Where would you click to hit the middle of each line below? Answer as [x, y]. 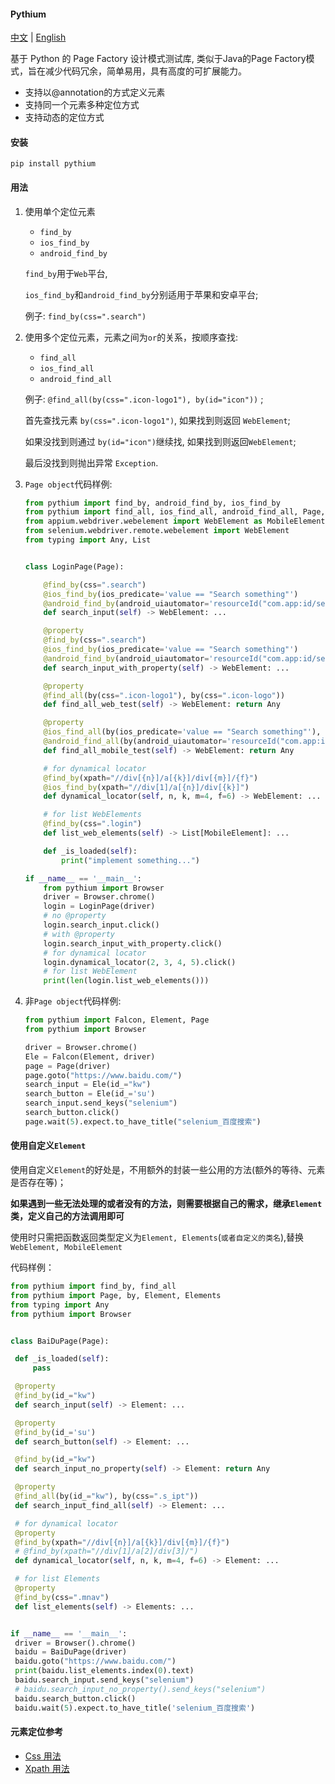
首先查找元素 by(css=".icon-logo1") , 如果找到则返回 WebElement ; [157, 420]
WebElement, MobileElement [66, 1248]
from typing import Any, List [88, 540]
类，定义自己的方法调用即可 [67, 1216]
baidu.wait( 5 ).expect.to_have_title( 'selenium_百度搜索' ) [135, 1708]
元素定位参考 [36, 1732]
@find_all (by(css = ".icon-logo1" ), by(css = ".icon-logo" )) [164, 695]
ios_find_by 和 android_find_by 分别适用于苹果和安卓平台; [141, 294]
